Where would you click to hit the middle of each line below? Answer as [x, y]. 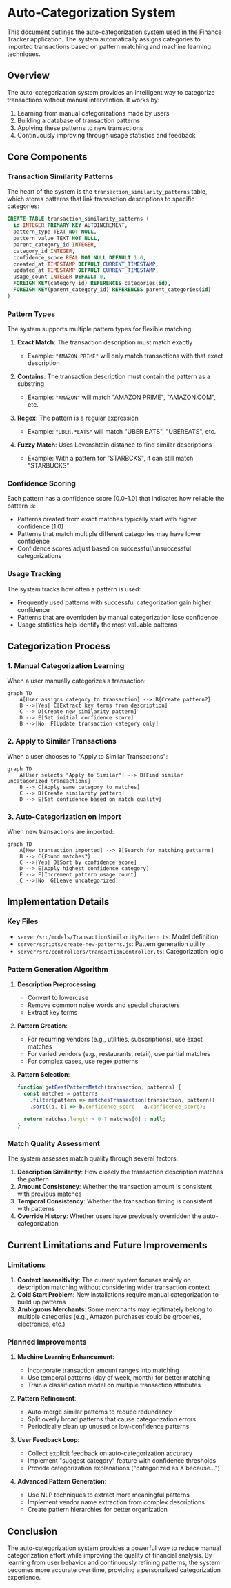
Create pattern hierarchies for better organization [97, 1510]
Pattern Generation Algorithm [58, 969]
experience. [24, 1578]
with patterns [36, 1209]
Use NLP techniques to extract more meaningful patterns [108, 1495]
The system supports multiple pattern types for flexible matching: [100, 329]
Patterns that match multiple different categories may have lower [109, 534]
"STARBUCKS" [49, 465]
